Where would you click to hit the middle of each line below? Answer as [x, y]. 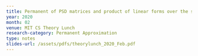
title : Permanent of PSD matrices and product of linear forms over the [97, 11]
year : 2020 [19, 17]
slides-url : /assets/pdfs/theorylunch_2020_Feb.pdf [71, 44]
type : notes [21, 38]
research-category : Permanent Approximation [62, 33]
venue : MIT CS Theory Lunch [41, 28]
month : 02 [18, 22]
